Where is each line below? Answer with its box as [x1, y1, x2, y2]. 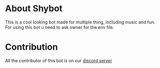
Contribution [5, 42, 58, 53]
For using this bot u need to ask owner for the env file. [5, 24, 114, 30]
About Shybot [5, 3, 63, 14]
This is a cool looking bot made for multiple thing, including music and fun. [5, 19, 156, 25]
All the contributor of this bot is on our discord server [5, 57, 113, 64]
